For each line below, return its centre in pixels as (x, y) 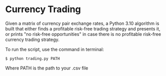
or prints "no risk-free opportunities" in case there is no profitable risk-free (83, 34)
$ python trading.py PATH (32, 59)
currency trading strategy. (32, 40)
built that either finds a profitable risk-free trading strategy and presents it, (83, 28)
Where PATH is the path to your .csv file (47, 68)
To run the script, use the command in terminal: (55, 49)
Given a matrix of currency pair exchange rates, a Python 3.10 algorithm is (82, 23)
